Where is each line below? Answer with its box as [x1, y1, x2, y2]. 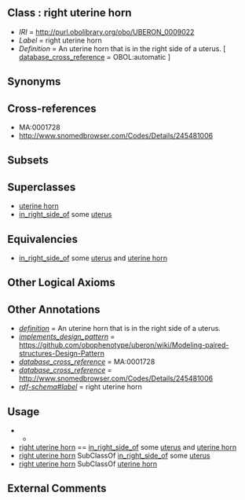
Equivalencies [7, 232, 78, 246]
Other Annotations [7, 303, 101, 316]
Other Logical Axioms [7, 276, 115, 289]
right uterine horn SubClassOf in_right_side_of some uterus [18, 451, 210, 461]
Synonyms [7, 75, 61, 89]
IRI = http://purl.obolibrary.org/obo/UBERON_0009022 [18, 27, 195, 36]
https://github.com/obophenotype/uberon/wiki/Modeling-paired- [18, 340, 229, 350]
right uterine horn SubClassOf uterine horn [18, 459, 158, 469]
